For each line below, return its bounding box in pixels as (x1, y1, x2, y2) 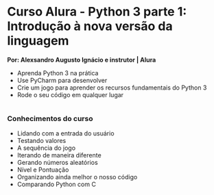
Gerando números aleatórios (16, 159, 98, 167)
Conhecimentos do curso (7, 114, 93, 123)
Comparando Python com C (16, 180, 96, 189)
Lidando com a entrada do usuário (16, 129, 115, 138)
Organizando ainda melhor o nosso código (16, 173, 138, 181)
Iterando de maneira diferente (16, 151, 102, 159)
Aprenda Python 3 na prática (16, 68, 99, 77)
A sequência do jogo (16, 144, 76, 152)
